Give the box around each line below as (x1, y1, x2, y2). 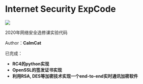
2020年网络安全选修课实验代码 (5, 29, 68, 35)
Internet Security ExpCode (5, 3, 116, 15)
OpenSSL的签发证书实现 (12, 67, 62, 73)
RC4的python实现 (12, 60, 50, 67)
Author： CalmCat (5, 40, 42, 46)
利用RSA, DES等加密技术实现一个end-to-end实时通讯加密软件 (12, 73, 139, 79)
